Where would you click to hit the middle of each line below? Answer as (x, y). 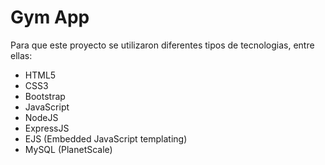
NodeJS (41, 117)
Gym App (50, 17)
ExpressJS (47, 128)
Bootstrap (45, 96)
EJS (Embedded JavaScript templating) (106, 138)
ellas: (21, 55)
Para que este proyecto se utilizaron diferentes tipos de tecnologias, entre (162, 45)
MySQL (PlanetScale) (68, 149)
